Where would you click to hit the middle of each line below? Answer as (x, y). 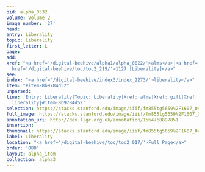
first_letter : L (27, 46)
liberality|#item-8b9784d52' (49, 102)
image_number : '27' (31, 23)
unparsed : (19, 91)
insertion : (20, 126)
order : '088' (23, 148)
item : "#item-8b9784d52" (38, 86)
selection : (20, 108)
